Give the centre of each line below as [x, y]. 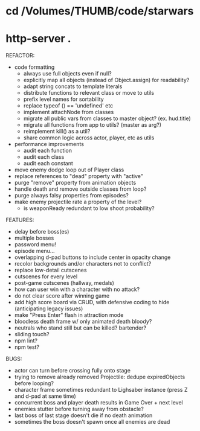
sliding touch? [32, 334]
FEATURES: [20, 220]
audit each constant [48, 164]
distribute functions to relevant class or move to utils [89, 93]
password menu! [35, 244]
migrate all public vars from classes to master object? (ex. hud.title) [107, 118]
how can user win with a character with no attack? [77, 289]
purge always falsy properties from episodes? [72, 196]
